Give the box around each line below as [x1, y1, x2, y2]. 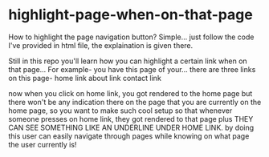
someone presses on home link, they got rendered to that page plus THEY [8, 114, 254, 123]
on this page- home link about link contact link [8, 73, 162, 83]
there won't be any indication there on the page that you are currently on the [8, 97, 262, 107]
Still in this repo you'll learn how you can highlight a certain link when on [8, 56, 247, 66]
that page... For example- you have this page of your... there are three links [8, 64, 256, 74]
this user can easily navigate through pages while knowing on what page [8, 131, 250, 141]
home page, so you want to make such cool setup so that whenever [8, 106, 233, 115]
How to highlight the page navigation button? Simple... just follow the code [8, 32, 255, 42]
